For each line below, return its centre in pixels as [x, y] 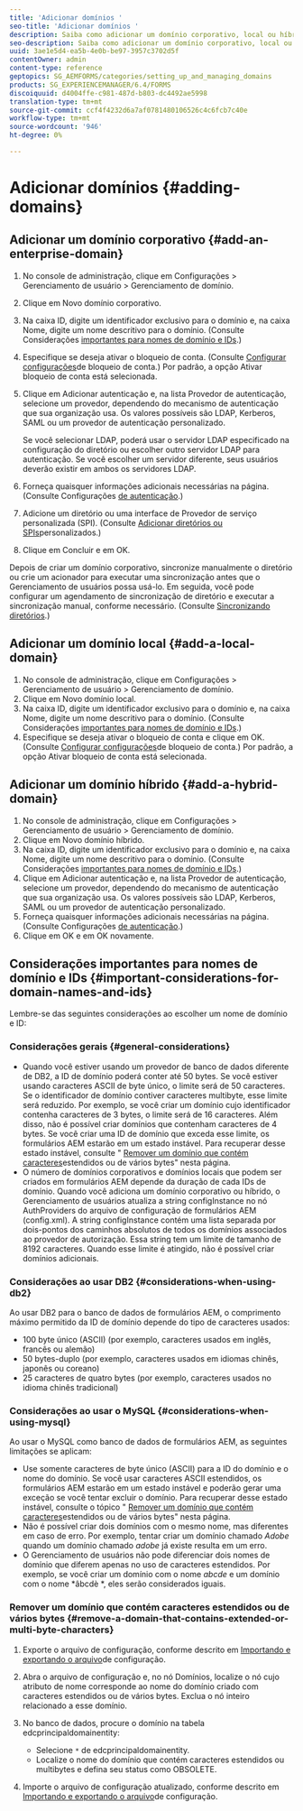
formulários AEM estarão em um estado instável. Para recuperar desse [154, 1143]
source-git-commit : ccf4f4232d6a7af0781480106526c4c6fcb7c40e [129, 110]
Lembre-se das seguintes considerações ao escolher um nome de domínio [149, 1014]
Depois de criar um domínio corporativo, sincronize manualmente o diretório [151, 567]
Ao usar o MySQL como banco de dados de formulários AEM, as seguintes [148, 1442]
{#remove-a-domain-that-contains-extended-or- [178, 1619]
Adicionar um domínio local [88, 644]
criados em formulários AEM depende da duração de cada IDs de [144, 1181]
